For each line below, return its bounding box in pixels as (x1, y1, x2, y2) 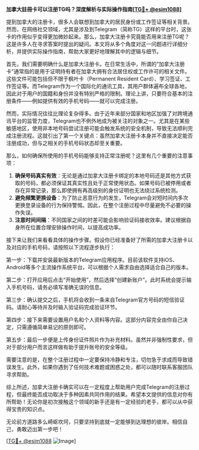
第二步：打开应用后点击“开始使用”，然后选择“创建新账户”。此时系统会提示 (6, 276, 187, 283)
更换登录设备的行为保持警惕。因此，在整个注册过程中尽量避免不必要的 (14, 202, 187, 209)
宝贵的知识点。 (11, 406, 48, 413)
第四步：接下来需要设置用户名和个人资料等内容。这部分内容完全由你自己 (6, 316, 182, 323)
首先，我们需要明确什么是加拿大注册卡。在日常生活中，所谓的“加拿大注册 (6, 60, 185, 67)
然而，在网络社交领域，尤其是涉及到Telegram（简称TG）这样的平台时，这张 (6, 26, 192, 33)
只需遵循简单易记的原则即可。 (16, 323, 89, 331)
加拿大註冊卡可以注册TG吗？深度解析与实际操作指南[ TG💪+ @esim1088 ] (6, 6, 182, 12)
